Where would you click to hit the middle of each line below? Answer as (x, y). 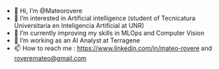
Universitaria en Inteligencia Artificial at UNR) (79, 25)
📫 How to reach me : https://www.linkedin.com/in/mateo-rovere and (113, 48)
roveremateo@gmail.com (50, 58)
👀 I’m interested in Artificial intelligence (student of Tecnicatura (105, 18)
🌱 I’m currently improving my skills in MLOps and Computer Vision (109, 33)
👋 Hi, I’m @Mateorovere (48, 11)
